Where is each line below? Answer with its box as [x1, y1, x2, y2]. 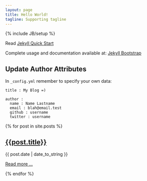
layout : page [5, 7, 33, 13]
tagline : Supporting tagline [5, 17, 66, 22]
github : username [10, 110, 49, 115]
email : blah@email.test [10, 105, 62, 111]
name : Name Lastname [10, 101, 55, 106]
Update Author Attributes [5, 65, 87, 73]
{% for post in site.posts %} [5, 123, 63, 129]
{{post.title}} [5, 138, 47, 146]
